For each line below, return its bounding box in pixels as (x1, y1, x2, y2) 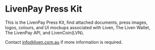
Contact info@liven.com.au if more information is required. (5, 39, 123, 45)
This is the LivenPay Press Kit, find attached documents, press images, (5, 19, 148, 25)
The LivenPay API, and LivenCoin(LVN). (5, 30, 84, 35)
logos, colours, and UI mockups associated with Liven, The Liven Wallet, (5, 24, 151, 30)
